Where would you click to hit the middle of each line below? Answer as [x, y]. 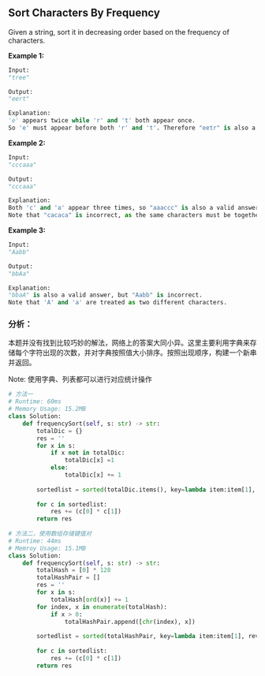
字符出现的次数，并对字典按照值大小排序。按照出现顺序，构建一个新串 [143, 353]
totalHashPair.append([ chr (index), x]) [130, 622]
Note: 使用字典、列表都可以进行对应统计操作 [80, 379]
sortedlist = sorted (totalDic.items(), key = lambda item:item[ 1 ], [146, 489]
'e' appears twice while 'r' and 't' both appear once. [102, 121]
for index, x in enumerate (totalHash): [102, 607]
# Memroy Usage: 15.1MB [47, 548]
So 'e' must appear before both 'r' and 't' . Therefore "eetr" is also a [132, 128]
